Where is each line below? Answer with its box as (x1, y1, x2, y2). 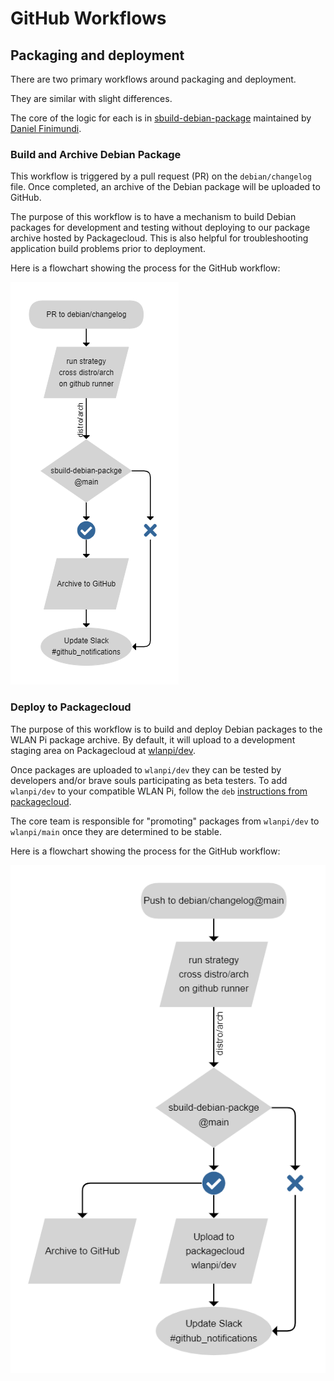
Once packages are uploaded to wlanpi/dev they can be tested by (10, 763, 282, 776)
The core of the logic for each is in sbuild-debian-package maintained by (10, 112, 312, 124)
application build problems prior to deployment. (10, 243, 206, 255)
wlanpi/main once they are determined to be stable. (10, 825, 222, 837)
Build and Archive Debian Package (10, 147, 182, 161)
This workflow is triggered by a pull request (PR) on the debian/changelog (10, 170, 312, 182)
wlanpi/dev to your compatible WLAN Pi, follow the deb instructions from (10, 785, 308, 797)
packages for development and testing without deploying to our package (10, 222, 311, 234)
